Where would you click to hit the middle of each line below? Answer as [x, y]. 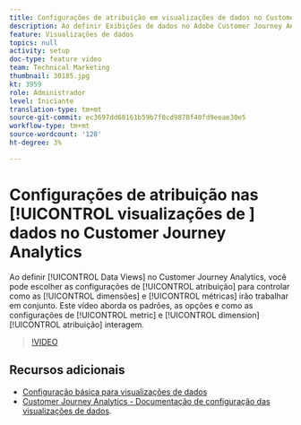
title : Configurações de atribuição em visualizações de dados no [136, 17]
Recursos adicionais [67, 370]
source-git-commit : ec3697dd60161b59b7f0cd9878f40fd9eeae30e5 [128, 117]
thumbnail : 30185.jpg [50, 76]
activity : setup [39, 51]
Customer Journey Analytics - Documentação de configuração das [146, 401]
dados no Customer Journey [118, 233]
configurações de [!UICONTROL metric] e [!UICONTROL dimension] [134, 315]
